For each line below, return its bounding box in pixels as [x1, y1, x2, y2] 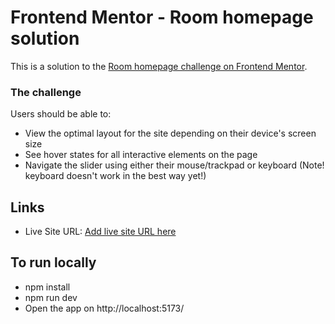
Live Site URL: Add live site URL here [24, 226, 177, 238]
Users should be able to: [10, 108, 112, 120]
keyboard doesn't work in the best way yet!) [24, 170, 207, 182]
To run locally [10, 254, 97, 271]
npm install [24, 281, 71, 293]
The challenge [10, 85, 82, 99]
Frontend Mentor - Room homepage [10, 6, 314, 29]
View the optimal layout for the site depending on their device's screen [24, 127, 317, 140]
